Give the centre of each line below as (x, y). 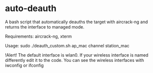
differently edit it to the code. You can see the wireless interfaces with (75, 60)
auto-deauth (31, 8)
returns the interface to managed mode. (45, 27)
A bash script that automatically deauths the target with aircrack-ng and (76, 22)
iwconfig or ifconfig (24, 65)
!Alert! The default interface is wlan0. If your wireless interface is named (77, 55)
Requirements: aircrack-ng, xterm (38, 36)
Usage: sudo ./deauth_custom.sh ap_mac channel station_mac (67, 45)
